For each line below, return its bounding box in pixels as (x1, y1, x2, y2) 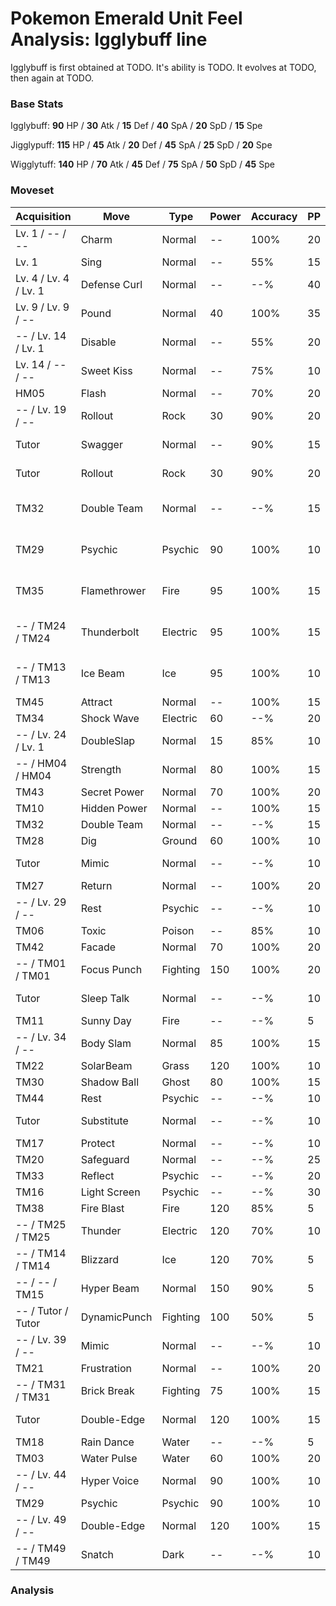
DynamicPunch (80, 1310, 153, 1324)
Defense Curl (80, 277, 143, 291)
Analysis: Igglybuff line (10, 28, 208, 51)
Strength (80, 762, 122, 776)
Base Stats (10, 97, 64, 111)
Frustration (80, 1361, 132, 1375)
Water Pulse (80, 1451, 138, 1465)
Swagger (80, 437, 123, 451)
